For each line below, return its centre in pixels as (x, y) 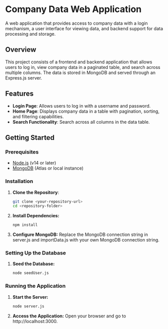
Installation (19, 181)
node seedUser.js (31, 273)
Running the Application (35, 286)
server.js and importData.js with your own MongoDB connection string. (86, 240)
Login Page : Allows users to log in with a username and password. (81, 106)
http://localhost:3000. (35, 321)
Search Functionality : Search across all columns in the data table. (81, 122)
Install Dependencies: (36, 216)
